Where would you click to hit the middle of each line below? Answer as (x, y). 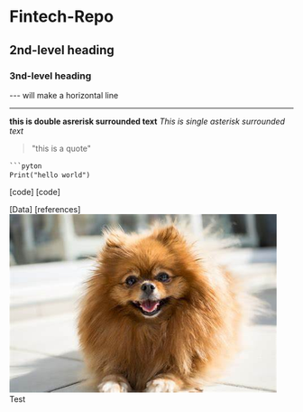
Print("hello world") (50, 175)
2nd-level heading (62, 50)
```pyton (26, 166)
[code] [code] (35, 192)
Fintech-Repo (62, 17)
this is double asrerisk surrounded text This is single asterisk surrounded (147, 121)
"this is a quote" (61, 148)
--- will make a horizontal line (64, 95)
